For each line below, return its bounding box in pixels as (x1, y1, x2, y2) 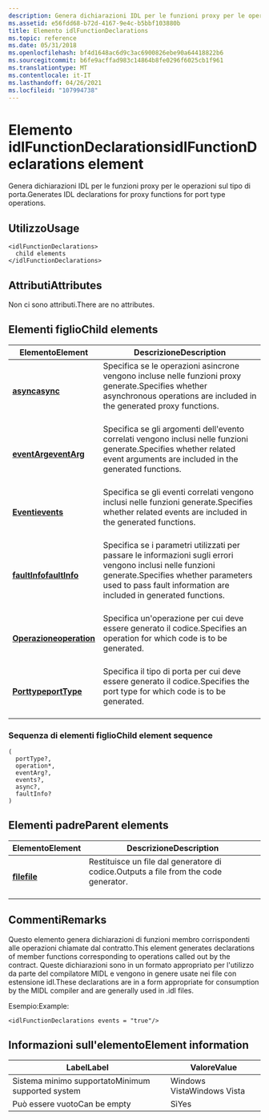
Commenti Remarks (8, 913, 106, 927)
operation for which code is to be (102, 632, 228, 643)
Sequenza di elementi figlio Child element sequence (8, 730, 214, 741)
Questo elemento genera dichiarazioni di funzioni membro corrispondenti (8, 934, 251, 944)
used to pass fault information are (102, 579, 230, 590)
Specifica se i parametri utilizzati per (102, 539, 240, 550)
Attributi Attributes (8, 278, 102, 292)
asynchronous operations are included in (102, 390, 257, 401)
